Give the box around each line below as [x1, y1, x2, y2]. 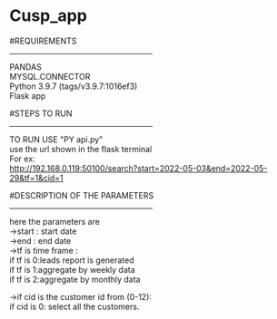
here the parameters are [9, 216, 100, 227]
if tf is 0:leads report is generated [9, 255, 134, 266]
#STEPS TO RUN [9, 108, 73, 119]
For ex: [9, 153, 35, 164]
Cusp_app [9, 5, 88, 26]
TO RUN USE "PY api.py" [9, 133, 104, 145]
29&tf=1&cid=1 [9, 172, 64, 183]
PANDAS [9, 61, 43, 72]
